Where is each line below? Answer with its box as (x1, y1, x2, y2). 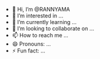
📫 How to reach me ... (12, 32, 68, 39)
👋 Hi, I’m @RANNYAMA (12, 6, 70, 13)
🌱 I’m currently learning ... (12, 19, 77, 25)
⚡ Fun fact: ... (12, 47, 45, 54)
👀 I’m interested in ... (12, 12, 64, 19)
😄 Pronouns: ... (12, 40, 52, 48)
